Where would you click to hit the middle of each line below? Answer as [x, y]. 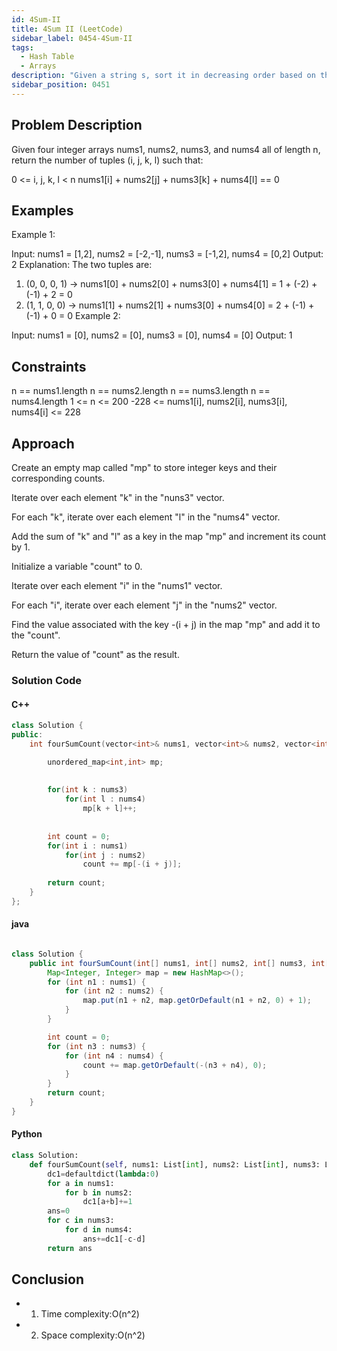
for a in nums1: [81, 1183]
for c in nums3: [81, 1221]
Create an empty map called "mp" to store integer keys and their [144, 467]
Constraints [49, 366]
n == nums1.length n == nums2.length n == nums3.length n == [141, 391]
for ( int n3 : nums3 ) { [96, 1046]
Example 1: [33, 235]
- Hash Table [47, 57]
